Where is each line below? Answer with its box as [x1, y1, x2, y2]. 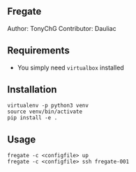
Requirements [7, 45, 70, 57]
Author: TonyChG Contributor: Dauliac [7, 24, 116, 32]
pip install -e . [7, 114, 58, 121]
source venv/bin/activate [7, 108, 82, 115]
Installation [7, 84, 57, 95]
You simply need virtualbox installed [17, 63, 124, 72]
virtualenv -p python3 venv [7, 102, 89, 110]
